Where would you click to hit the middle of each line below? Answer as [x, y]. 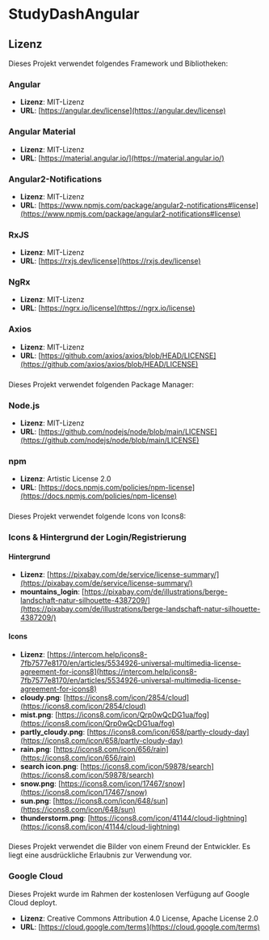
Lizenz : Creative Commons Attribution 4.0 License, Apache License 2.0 [139, 918]
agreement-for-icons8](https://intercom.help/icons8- [109, 671]
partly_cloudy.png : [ [55, 732]
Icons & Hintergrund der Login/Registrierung [98, 537]
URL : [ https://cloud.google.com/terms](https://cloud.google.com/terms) [140, 927]
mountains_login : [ [52, 592]
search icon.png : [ [51, 766]
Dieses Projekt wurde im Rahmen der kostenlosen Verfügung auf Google [129, 894]
